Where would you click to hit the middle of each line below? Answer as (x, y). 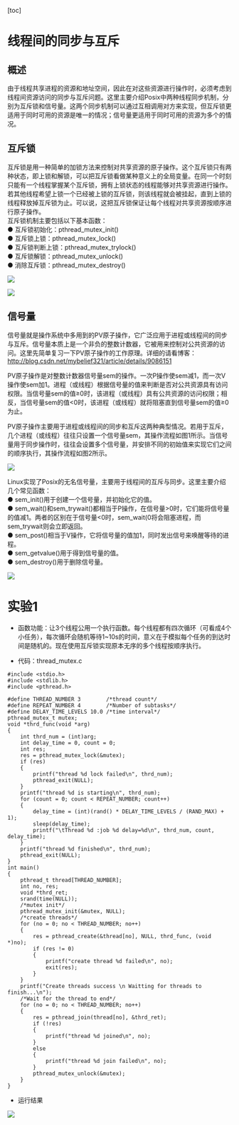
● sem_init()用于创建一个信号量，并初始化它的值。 (82, 499)
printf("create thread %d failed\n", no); (109, 961)
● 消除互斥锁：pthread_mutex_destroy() (67, 265)
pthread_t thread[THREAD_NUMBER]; (71, 880)
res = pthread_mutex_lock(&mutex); (73, 755)
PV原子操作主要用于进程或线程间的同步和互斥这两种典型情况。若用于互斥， (117, 426)
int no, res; (39, 886)
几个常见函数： (29, 490)
